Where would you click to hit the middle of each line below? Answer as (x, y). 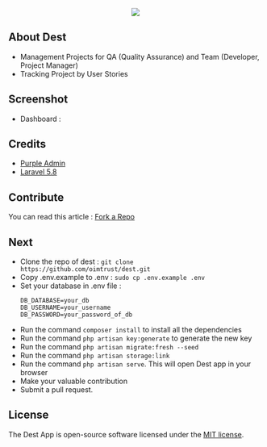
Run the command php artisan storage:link (95, 356)
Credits (27, 144)
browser (34, 373)
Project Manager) (49, 65)
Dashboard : (40, 119)
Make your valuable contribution (74, 381)
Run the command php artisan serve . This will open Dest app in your (136, 364)
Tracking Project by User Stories (74, 73)
